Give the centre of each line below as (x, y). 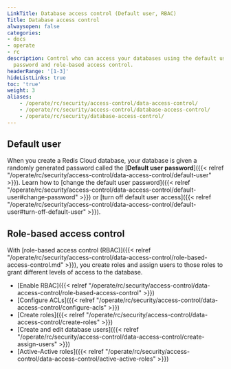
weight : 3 (21, 90)
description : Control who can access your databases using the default (112, 59)
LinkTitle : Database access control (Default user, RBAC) (92, 13)
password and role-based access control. (74, 65)
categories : (24, 33)
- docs (16, 39)
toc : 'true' (24, 84)
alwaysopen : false (33, 26)
